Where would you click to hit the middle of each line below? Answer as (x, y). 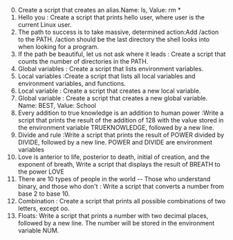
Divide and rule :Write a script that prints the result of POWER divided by (121, 135)
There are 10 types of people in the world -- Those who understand (114, 179)
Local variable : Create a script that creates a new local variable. (109, 91)
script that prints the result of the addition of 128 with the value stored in (121, 120)
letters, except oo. (44, 208)
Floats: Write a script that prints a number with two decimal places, (113, 216)
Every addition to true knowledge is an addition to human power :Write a (121, 113)
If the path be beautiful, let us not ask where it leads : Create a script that (122, 54)
